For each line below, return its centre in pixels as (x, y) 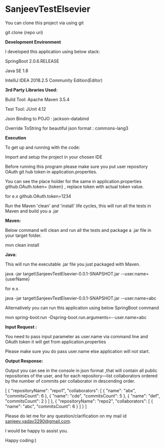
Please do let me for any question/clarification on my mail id (66, 416)
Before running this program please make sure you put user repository (77, 166)
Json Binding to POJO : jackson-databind (47, 118)
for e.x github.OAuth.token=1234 (38, 196)
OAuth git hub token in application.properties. (51, 172)
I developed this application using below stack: (53, 51)
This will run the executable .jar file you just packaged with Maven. (73, 264)
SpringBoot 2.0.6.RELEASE (32, 61)
